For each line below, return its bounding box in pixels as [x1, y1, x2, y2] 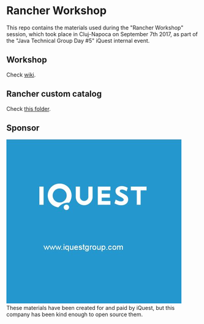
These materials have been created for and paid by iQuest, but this [6, 304, 175, 312]
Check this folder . [6, 105, 51, 112]
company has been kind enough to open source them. [6, 311, 143, 318]
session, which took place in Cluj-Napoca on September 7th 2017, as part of [6, 30, 198, 37]
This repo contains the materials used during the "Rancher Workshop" [6, 24, 184, 31]
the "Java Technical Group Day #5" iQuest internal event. [6, 37, 150, 44]
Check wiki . [6, 71, 36, 78]
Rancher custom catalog [6, 89, 102, 99]
